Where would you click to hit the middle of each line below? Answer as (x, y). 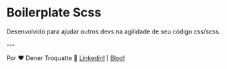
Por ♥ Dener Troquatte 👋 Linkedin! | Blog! (66, 58)
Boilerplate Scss (54, 13)
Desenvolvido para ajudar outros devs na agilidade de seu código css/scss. (113, 31)
